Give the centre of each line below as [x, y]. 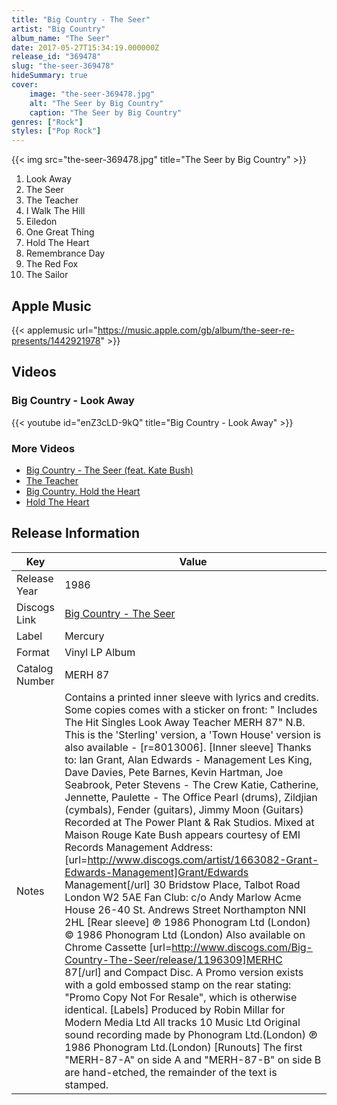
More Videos [43, 448]
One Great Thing [60, 232]
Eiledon [41, 222]
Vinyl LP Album [100, 652]
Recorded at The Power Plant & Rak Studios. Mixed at [189, 822]
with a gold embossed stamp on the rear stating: [178, 984]
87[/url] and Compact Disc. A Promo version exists [184, 972]
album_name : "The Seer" [61, 38]
